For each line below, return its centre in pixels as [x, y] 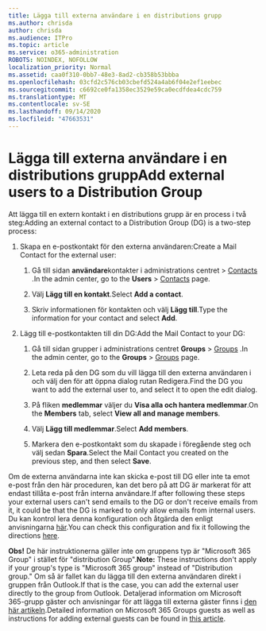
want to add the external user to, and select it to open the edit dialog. [145, 389]
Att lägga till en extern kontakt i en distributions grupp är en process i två [127, 214]
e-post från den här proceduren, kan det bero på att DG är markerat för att [130, 485]
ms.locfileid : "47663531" [51, 119]
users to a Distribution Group [106, 192]
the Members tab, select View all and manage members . [126, 413]
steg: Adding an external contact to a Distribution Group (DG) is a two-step [130, 223]
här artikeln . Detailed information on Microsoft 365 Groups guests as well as [132, 610]
